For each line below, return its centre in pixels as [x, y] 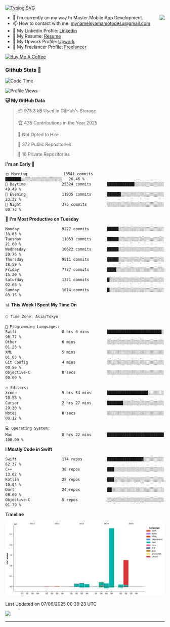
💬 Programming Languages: [32, 327]
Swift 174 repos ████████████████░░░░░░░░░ [85, 459]
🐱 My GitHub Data [25, 101]
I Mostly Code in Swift [29, 449]
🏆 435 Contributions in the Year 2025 [57, 123]
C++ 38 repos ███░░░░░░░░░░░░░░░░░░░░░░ [85, 469]
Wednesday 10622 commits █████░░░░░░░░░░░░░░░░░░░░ [85, 249]
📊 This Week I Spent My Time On [41, 305]
